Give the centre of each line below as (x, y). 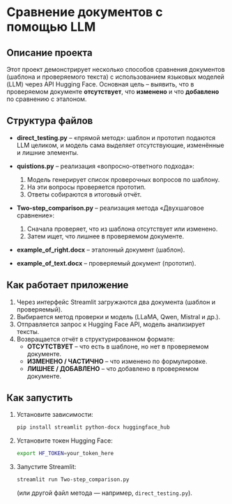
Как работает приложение (68, 285)
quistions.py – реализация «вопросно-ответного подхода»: (105, 166)
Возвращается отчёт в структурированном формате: (95, 339)
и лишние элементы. (47, 152)
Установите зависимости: (55, 415)
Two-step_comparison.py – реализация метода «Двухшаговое (110, 208)
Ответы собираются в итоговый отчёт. (84, 194)
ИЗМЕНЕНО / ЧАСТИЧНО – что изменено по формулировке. (117, 361)
